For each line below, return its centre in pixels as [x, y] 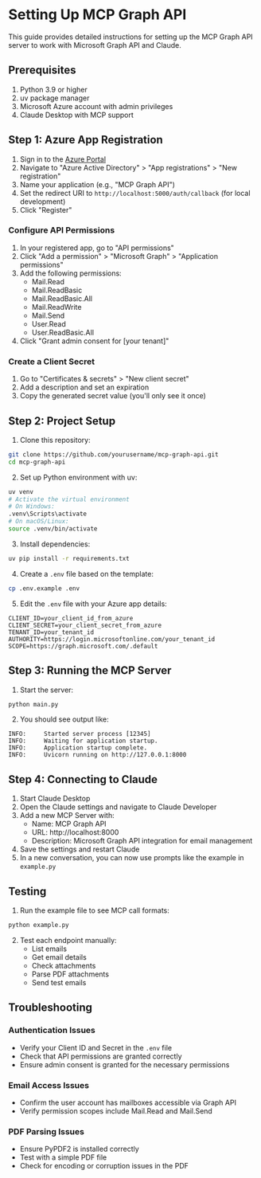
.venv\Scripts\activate [48, 514]
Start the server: [47, 690]
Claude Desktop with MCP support [76, 115]
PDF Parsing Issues [47, 1131]
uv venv [21, 491]
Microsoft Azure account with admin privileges [96, 106]
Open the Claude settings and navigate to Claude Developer [118, 807]
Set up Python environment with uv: [78, 477]
